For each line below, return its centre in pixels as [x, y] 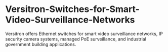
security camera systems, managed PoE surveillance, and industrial [76, 39]
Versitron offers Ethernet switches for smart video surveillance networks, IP [84, 33]
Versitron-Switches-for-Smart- [73, 9]
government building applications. [41, 44]
